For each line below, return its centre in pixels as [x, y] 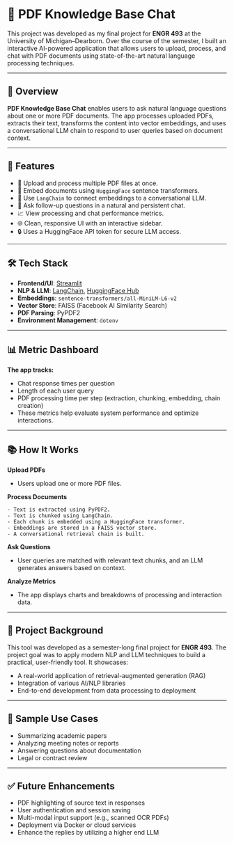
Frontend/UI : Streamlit [49, 283]
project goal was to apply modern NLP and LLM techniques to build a [107, 654]
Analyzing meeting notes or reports [68, 743]
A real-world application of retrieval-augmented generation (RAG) [111, 675]
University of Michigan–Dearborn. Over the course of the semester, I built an [117, 40]
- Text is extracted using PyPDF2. [59, 510]
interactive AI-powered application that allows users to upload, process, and [117, 48]
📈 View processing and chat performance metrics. [91, 213]
